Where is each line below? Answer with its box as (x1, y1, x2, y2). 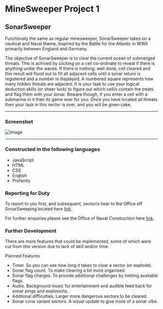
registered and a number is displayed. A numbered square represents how (5, 76, 154, 81)
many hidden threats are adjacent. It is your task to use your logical (5, 81, 140, 87)
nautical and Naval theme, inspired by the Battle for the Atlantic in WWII (5, 41, 148, 47)
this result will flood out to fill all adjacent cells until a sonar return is (5, 71, 141, 76)
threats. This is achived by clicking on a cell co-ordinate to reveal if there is (5, 61, 155, 66)
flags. (12, 278, 24, 284)
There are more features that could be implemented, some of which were (5, 239, 151, 244)
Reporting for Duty (5, 190, 50, 196)
